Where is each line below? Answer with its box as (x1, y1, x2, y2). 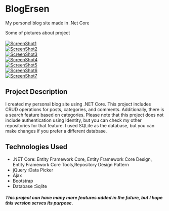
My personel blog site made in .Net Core (5, 20, 90, 26)
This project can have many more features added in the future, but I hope (5, 195, 163, 201)
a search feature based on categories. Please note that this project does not (5, 112, 164, 118)
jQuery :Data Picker (12, 167, 54, 173)
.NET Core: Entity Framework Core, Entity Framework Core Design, (12, 156, 152, 162)
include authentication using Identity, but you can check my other (5, 117, 142, 123)
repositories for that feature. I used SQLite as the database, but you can (5, 122, 155, 128)
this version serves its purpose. (5, 200, 73, 206)
